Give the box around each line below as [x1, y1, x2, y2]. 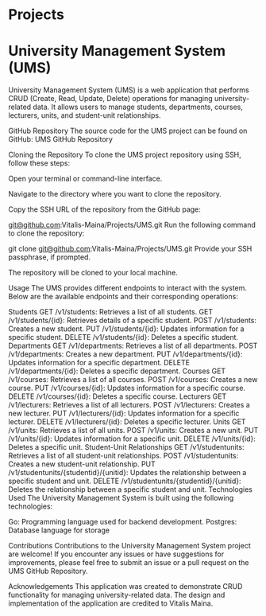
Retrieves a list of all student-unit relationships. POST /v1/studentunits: [8, 451, 239, 461]
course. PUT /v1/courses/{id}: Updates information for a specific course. [8, 384, 246, 393]
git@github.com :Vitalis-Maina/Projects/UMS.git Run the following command [8, 220, 256, 230]
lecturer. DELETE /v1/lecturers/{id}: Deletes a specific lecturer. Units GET [8, 417, 246, 427]
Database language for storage [8, 525, 110, 535]
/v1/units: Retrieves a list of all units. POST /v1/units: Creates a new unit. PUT [8, 426, 259, 435]
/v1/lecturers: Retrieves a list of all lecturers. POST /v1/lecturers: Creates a [8, 400, 250, 410]
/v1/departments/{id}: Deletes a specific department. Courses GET [8, 366, 226, 376]
